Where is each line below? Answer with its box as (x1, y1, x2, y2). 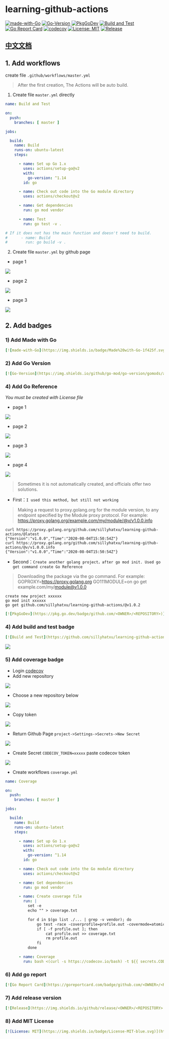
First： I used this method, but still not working (12, 497, 119, 503)
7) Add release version (5, 994, 62, 1001)
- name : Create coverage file (18, 894, 82, 899)
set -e (27, 903, 42, 908)
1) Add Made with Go (5, 336, 57, 343)
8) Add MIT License (5, 1018, 54, 1025)
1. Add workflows (5, 59, 60, 68)
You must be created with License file (5, 395, 83, 401)
